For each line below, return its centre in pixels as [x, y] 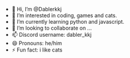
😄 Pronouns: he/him [37, 43]
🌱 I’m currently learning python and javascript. [68, 22]
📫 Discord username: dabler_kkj [51, 35]
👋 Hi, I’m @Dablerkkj [37, 9]
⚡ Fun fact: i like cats [37, 50]
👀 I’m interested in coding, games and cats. [64, 15]
